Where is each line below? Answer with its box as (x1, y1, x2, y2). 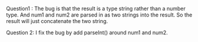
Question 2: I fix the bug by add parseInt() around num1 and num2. (6, 29, 168, 36)
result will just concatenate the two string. (6, 18, 108, 24)
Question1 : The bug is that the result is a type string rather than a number (6, 5, 186, 12)
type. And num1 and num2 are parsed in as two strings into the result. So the (6, 11, 193, 18)
